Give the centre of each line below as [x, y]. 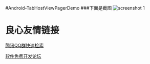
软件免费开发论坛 [23, 56]
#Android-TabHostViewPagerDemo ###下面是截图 [59, 8]
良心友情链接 [33, 30]
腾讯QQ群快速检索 [25, 45]
